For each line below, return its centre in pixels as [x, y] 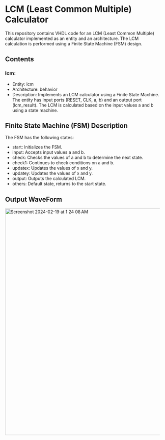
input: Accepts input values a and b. [48, 152]
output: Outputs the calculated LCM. [49, 179]
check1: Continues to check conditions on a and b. [63, 163]
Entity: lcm [23, 84]
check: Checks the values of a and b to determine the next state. [78, 158]
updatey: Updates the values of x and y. [53, 173]
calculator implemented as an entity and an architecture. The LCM [72, 38]
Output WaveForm [34, 199]
